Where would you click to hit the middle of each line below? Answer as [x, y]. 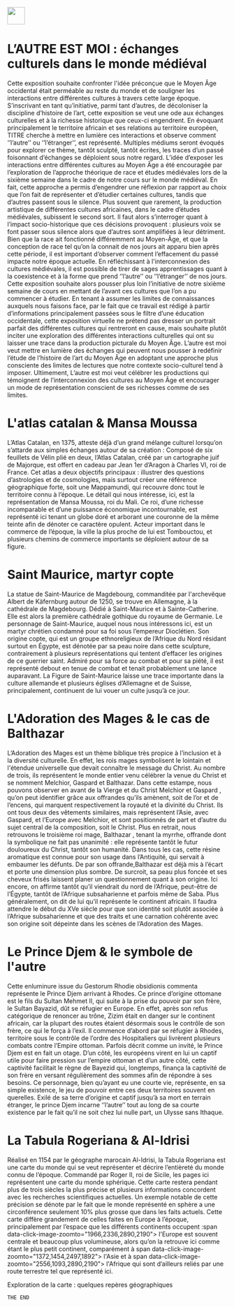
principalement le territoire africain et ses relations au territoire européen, [113, 127]
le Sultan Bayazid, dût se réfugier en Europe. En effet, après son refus [108, 1008]
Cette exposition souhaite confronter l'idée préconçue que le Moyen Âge [112, 83]
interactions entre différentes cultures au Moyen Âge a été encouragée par [115, 165]
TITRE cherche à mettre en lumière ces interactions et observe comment [112, 135]
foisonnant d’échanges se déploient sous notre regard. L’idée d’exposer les [115, 157]
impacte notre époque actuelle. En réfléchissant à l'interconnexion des [109, 261]
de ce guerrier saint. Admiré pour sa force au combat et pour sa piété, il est [116, 661]
